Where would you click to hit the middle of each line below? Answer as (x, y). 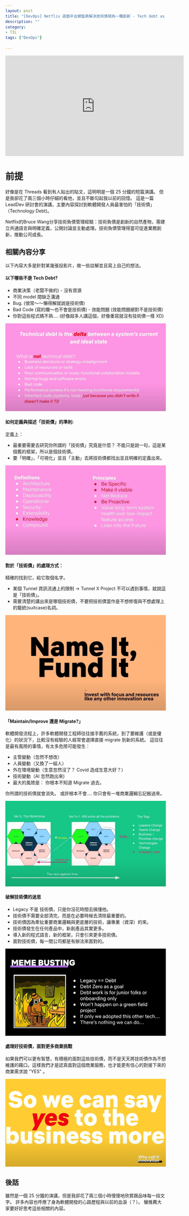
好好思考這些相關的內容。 (41, 1208)
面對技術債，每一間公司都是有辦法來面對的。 (60, 941)
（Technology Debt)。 (29, 211)
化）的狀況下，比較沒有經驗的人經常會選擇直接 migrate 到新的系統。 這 (80, 740)
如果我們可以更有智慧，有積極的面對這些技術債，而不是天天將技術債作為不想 (86, 1058)
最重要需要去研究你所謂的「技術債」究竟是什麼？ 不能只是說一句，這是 (87, 445)
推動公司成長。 (30, 234)
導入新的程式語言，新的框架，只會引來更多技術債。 (66, 935)
